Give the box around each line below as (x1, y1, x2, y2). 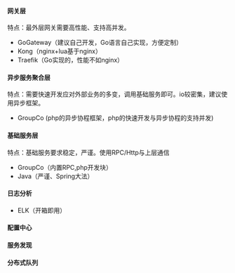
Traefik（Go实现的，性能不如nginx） (17, 56, 124, 65)
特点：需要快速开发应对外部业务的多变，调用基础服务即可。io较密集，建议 (7, 90, 222, 98)
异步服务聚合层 (7, 73, 51, 81)
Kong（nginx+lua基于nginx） (17, 47, 102, 55)
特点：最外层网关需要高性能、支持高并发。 (7, 23, 130, 32)
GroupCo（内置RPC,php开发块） (17, 163, 112, 171)
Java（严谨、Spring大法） (17, 172, 94, 180)
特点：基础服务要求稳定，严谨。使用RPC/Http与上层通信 (7, 148, 170, 157)
